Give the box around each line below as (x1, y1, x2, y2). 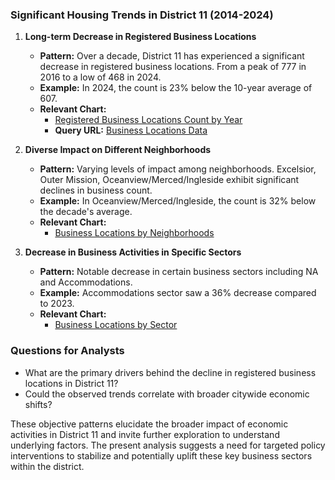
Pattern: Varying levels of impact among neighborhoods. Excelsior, (39, 163, 317, 175)
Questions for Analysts (10, 344, 125, 358)
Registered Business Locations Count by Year (54, 114, 243, 126)
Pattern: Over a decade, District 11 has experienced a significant (39, 50, 305, 62)
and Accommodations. (39, 276, 133, 288)
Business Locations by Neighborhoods (54, 227, 215, 239)
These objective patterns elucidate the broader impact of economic (10, 418, 289, 430)
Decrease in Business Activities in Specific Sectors (24, 246, 242, 258)
